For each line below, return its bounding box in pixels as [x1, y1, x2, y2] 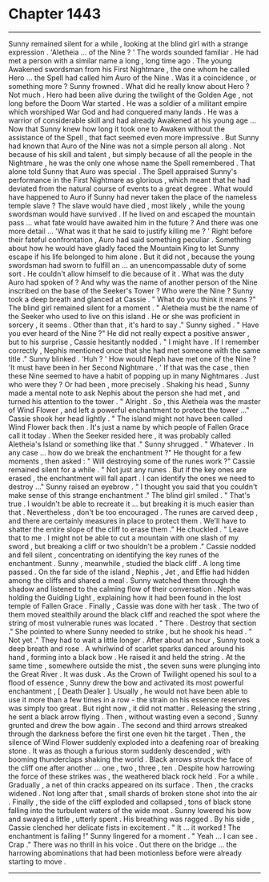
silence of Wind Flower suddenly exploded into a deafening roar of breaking [8, 737, 259, 746]
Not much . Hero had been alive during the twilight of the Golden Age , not [8, 90, 254, 99]
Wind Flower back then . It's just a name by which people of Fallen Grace [8, 422, 250, 431]
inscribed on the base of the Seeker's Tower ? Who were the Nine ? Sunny [8, 285, 254, 295]
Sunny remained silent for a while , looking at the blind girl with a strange [8, 38, 248, 48]
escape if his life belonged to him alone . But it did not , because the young [8, 252, 255, 261]
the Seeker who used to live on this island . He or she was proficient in [8, 311, 240, 321]
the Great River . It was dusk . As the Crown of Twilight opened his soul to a [8, 669, 258, 678]
